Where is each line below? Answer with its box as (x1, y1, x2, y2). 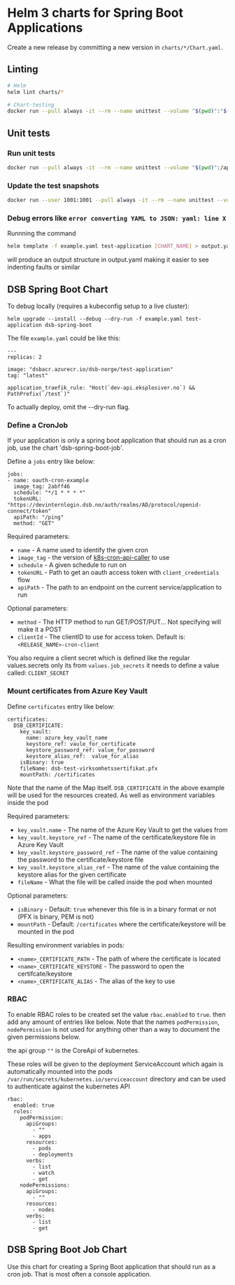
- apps (32, 1132, 52, 1140)
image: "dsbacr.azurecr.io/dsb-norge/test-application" (7, 366, 173, 373)
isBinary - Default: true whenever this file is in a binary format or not (17, 905, 217, 913)
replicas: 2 (7, 353, 42, 361)
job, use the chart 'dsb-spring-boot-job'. (7, 444, 124, 452)
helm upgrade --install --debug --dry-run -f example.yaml (7, 315, 183, 322)
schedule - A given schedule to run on (17, 561, 127, 569)
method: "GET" (13, 520, 55, 527)
